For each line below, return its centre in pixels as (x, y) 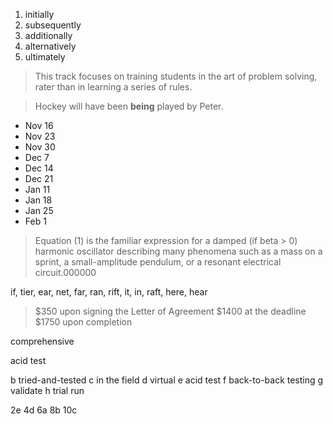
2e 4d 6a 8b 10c (44, 410)
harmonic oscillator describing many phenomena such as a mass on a (178, 251)
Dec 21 (39, 178)
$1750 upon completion (83, 322)
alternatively (50, 46)
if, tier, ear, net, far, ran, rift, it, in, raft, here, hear (109, 292)
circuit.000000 (65, 272)
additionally (48, 35)
